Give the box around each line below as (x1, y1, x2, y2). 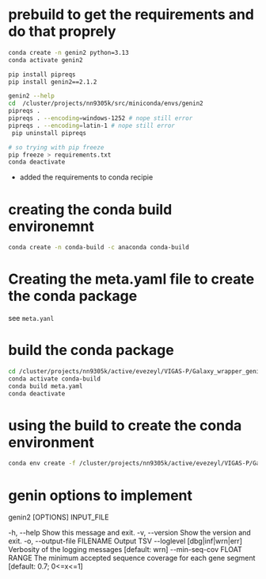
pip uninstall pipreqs (11, 129, 87, 137)
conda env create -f (8, 459, 77, 468)
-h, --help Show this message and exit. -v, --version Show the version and (8, 528, 251, 538)
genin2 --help (8, 92, 55, 100)
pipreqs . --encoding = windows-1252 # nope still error (8, 114, 193, 122)
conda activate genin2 (8, 56, 83, 64)
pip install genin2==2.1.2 (8, 78, 97, 86)
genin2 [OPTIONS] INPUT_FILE (8, 512, 109, 522)
